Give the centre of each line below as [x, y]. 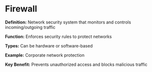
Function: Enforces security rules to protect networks [58, 36]
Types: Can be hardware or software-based [49, 46]
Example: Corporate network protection [45, 55]
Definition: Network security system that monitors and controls [68, 22]
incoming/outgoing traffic [30, 27]
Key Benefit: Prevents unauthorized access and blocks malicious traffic [76, 64]
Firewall [21, 9]
